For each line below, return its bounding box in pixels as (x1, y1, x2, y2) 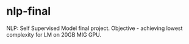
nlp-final (6, 4, 51, 18)
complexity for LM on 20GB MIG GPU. (6, 31, 102, 38)
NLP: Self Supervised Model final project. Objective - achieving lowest (6, 24, 183, 32)
